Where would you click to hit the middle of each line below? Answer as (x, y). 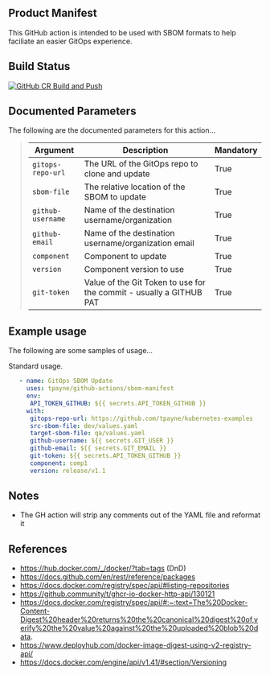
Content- (35, 611)
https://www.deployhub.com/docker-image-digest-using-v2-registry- (135, 645)
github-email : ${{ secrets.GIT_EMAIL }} (98, 449)
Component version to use (134, 270)
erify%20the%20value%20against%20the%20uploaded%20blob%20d (139, 628)
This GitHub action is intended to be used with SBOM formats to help (123, 32)
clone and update (117, 174)
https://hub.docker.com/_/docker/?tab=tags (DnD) (103, 568)
